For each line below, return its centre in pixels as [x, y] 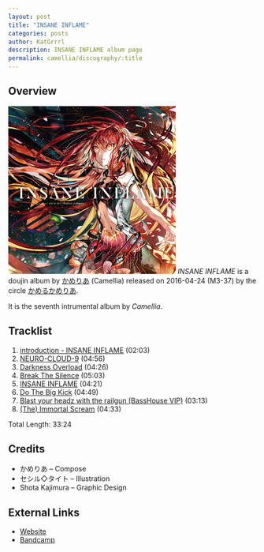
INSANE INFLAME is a [213, 271]
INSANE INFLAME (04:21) [61, 384]
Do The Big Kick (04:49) [59, 392]
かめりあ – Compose [53, 469]
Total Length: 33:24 [40, 424]
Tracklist [30, 331]
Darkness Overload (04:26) [64, 366]
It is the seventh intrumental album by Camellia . [86, 306]
